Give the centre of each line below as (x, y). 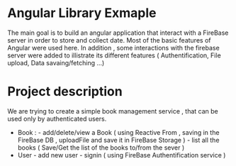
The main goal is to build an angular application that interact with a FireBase (118, 33)
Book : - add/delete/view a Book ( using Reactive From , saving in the (118, 132)
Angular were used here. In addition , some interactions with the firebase (113, 48)
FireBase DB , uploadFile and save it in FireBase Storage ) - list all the (118, 140)
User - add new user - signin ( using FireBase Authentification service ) (122, 155)
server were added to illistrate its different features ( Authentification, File (114, 55)
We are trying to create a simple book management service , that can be (113, 111)
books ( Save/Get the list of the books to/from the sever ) (101, 148)
